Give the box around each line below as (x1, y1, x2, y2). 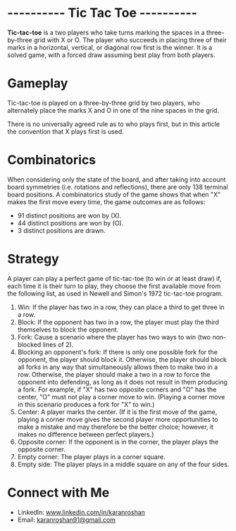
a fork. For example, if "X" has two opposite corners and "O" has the (17, 385, 217, 394)
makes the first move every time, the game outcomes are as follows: (7, 197, 206, 206)
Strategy (7, 251, 60, 267)
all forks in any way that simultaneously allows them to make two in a (17, 363, 218, 371)
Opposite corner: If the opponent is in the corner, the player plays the (17, 437, 219, 446)
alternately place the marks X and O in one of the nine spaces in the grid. (7, 106, 220, 114)
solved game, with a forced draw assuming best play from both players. (7, 51, 216, 59)
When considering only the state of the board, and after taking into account (7, 175, 226, 184)
